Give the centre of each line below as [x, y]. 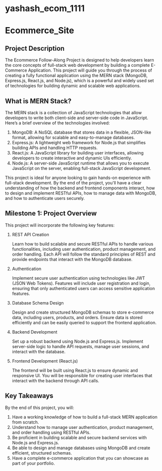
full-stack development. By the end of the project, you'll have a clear [73, 183]
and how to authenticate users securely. [45, 198]
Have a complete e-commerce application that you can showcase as [80, 458]
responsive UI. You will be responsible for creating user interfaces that [82, 375]
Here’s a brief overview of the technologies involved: [58, 123]
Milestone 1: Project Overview [51, 213]
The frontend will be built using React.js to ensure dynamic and [75, 370]
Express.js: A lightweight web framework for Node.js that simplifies [79, 143]
